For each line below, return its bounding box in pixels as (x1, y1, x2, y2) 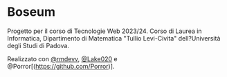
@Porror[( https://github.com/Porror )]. (7, 62, 115, 70)
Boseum (7, 4, 56, 20)
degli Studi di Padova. (7, 41, 69, 49)
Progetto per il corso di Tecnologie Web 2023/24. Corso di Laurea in (7, 27, 202, 35)
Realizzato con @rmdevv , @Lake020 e (7, 54, 118, 63)
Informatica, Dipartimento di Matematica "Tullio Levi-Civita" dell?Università (7, 34, 221, 42)
